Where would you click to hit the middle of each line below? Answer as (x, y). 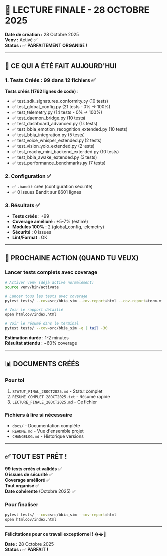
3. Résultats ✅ (23, 205)
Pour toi (15, 380)
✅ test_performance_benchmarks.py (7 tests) (59, 163)
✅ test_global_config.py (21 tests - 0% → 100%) (61, 106)
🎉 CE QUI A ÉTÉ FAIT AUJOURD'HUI (61, 66)
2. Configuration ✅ (28, 176)
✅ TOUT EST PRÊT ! (36, 457)
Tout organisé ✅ (22, 485)
